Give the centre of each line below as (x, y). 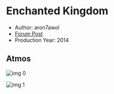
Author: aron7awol (37, 27)
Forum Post (29, 33)
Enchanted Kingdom (57, 11)
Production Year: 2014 (42, 40)
